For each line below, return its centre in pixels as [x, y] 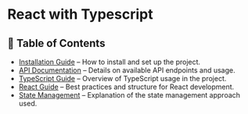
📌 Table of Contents [56, 43]
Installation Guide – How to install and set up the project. [110, 62]
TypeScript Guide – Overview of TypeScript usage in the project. [122, 78]
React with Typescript [80, 14]
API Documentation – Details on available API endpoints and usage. [127, 70]
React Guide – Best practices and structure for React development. [126, 87]
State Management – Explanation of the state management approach [129, 95]
